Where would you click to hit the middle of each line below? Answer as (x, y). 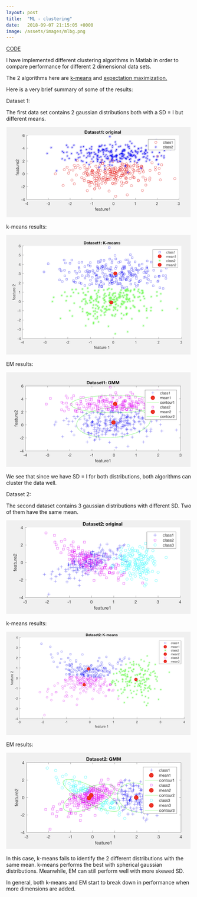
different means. (26, 119)
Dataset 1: (18, 101)
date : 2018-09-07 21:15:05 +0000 (50, 25)
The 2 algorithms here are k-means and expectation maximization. (87, 78)
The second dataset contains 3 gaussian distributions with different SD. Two (99, 506)
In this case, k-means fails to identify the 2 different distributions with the (95, 859)
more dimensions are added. (41, 889)
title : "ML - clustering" (39, 19)
